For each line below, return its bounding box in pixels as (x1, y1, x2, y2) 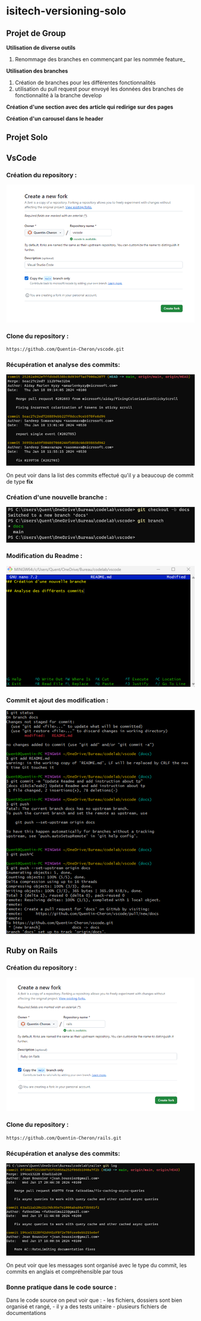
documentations (6, 1310, 47, 1317)
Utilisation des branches (6, 67, 68, 74)
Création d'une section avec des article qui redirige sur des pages (6, 103, 173, 111)
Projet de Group (6, 28, 66, 38)
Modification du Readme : (6, 551, 83, 560)
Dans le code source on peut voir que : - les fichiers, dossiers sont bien (6, 1296, 182, 1304)
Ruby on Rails (6, 946, 58, 956)
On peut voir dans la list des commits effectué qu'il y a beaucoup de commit (6, 472, 194, 479)
